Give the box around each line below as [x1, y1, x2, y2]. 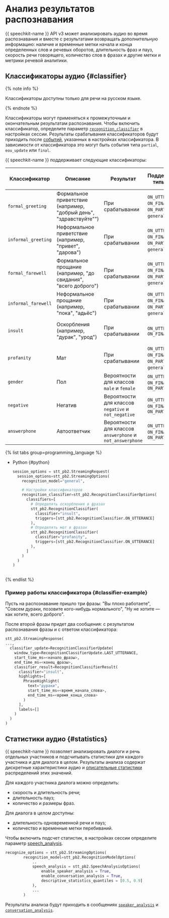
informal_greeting [8, 237, 52, 243]
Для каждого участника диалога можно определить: [5, 779, 120, 786]
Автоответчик [56, 428, 91, 435]
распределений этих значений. [5, 769, 73, 776]
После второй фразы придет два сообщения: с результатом [5, 621, 134, 627]
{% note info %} [5, 85, 39, 91]
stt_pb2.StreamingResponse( [5, 636, 64, 641]
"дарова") [56, 249, 81, 256]
